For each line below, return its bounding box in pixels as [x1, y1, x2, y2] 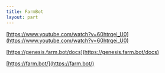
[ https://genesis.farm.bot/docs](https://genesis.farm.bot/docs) [6, 48, 160, 55]
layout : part [6, 14, 38, 20]
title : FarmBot [6, 8, 44, 15]
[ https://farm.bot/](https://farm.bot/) [6, 60, 95, 67]
